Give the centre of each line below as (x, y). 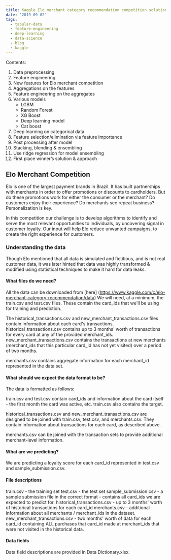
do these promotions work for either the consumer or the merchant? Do (80, 197)
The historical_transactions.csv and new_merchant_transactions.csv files (82, 318)
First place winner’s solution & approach (55, 159)
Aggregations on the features (44, 88)
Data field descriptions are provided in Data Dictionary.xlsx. (68, 552)
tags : (11, 19)
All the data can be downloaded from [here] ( (53, 292)
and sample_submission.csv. (36, 469)
